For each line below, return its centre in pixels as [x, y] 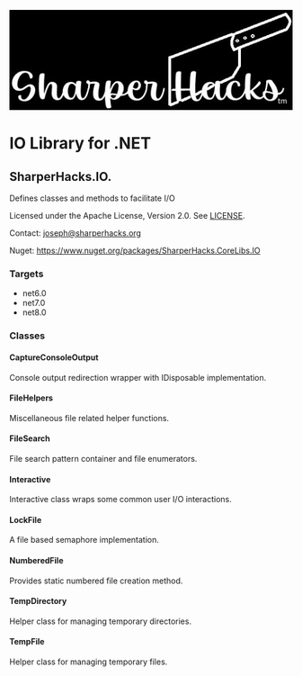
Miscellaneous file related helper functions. [89, 418]
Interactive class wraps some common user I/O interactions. [120, 500]
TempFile [27, 642]
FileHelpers [31, 398]
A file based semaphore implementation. [84, 540]
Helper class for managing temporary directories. [100, 621]
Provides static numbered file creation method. [96, 581]
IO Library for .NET [80, 144]
